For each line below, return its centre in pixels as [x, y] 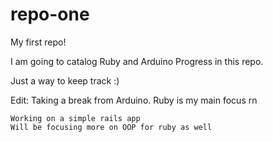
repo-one [50, 14]
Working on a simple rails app [75, 118]
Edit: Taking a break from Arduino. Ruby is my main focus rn [134, 100]
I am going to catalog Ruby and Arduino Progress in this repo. [137, 61]
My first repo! [38, 42]
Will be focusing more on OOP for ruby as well [111, 127]
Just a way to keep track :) [65, 80]
